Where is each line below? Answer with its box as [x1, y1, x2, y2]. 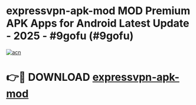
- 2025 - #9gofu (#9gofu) [6, 29, 134, 42]
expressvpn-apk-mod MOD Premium [6, 4, 191, 18]
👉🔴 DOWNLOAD [6, 71, 90, 84]
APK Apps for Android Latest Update [6, 17, 190, 30]
